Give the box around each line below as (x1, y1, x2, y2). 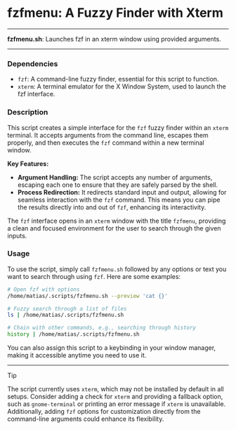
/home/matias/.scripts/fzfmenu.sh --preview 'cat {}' (7, 292, 169, 299)
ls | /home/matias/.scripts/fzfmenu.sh (7, 311, 124, 319)
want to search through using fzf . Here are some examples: (7, 272, 181, 280)
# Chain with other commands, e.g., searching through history (7, 325, 197, 332)
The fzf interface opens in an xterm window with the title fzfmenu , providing (7, 216, 226, 225)
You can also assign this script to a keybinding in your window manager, (7, 344, 216, 352)
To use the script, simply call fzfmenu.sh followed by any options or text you (7, 265, 227, 273)
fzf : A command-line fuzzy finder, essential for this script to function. (17, 75, 219, 84)
